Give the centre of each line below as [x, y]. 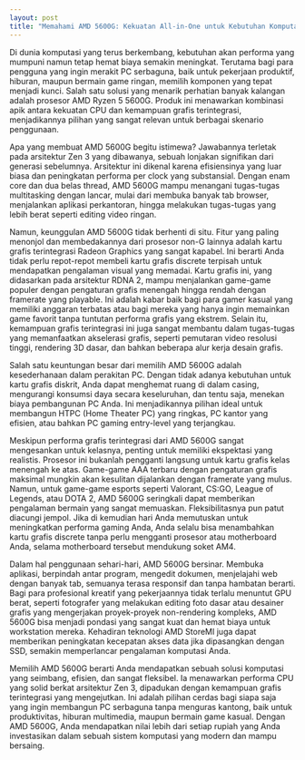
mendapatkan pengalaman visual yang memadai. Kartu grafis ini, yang [141, 270]
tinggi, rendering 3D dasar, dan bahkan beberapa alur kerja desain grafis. [146, 347]
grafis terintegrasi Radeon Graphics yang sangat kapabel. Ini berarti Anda [147, 251]
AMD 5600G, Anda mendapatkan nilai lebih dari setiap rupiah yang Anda [145, 726]
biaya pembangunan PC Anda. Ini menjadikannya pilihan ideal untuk [136, 404]
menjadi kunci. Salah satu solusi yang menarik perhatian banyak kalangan [148, 91]
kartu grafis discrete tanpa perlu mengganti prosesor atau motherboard [143, 537]
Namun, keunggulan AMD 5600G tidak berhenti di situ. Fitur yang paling [144, 231]
